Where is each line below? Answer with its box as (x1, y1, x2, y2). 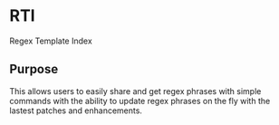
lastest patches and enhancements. (9, 105, 143, 116)
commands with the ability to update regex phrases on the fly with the (9, 95, 271, 106)
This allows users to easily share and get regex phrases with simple (9, 85, 262, 96)
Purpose (9, 62, 59, 77)
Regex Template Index (9, 35, 92, 46)
